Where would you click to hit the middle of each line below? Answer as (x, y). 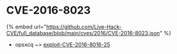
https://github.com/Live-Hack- (84, 27)
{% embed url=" (26, 27)
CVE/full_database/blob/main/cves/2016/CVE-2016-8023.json (83, 33)
